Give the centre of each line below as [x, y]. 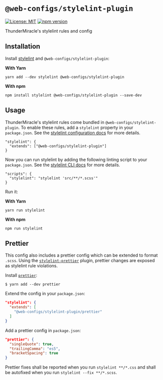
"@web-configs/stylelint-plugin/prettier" [58, 312]
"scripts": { [18, 174]
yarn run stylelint [25, 210]
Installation [23, 47]
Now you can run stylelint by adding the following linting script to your [76, 159]
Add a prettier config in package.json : [43, 330]
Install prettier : [21, 275]
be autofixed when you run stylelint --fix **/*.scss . [61, 373]
